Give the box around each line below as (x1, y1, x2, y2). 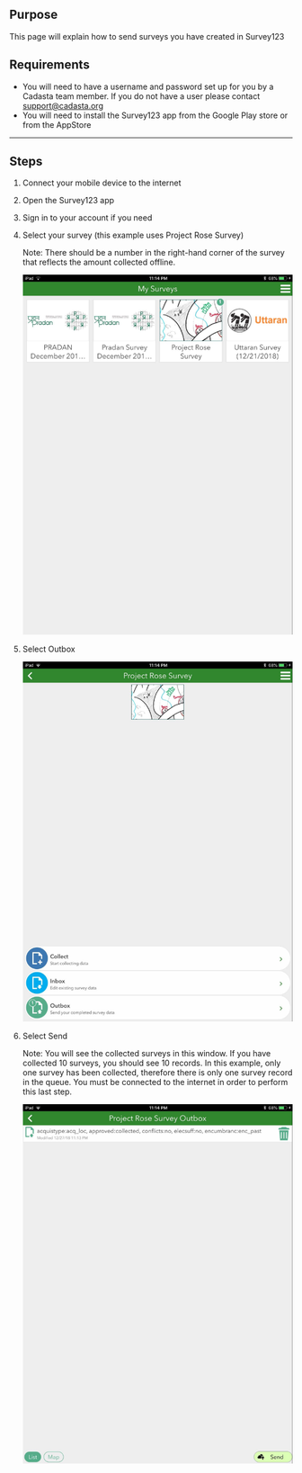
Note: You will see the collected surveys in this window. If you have (22, 1047, 271, 1058)
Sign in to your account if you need (22, 212, 153, 223)
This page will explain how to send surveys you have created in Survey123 (9, 31, 285, 41)
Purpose (9, 7, 58, 22)
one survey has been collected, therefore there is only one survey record (22, 1066, 293, 1078)
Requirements (9, 58, 90, 73)
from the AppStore (22, 119, 92, 130)
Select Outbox (22, 643, 75, 655)
